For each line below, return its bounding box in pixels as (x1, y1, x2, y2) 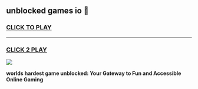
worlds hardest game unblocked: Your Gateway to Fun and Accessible (6, 70, 181, 77)
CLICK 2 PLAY (6, 45, 47, 53)
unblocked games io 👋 (6, 6, 89, 16)
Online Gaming (6, 76, 44, 83)
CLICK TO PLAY (6, 23, 52, 32)
